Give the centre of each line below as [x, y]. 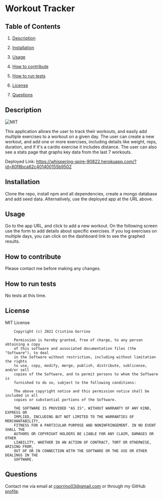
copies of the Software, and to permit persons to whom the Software [86, 374]
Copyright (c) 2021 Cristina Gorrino [52, 331]
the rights [16, 361]
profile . [12, 491]
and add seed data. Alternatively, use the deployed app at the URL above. [79, 199]
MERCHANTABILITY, [23, 421]
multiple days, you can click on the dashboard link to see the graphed [75, 236]
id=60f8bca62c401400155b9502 [38, 167]
